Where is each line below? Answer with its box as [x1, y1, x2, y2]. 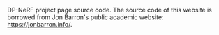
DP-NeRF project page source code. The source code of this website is [7, 6, 213, 14]
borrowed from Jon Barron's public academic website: [7, 13, 164, 21]
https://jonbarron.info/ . [7, 21, 73, 28]
